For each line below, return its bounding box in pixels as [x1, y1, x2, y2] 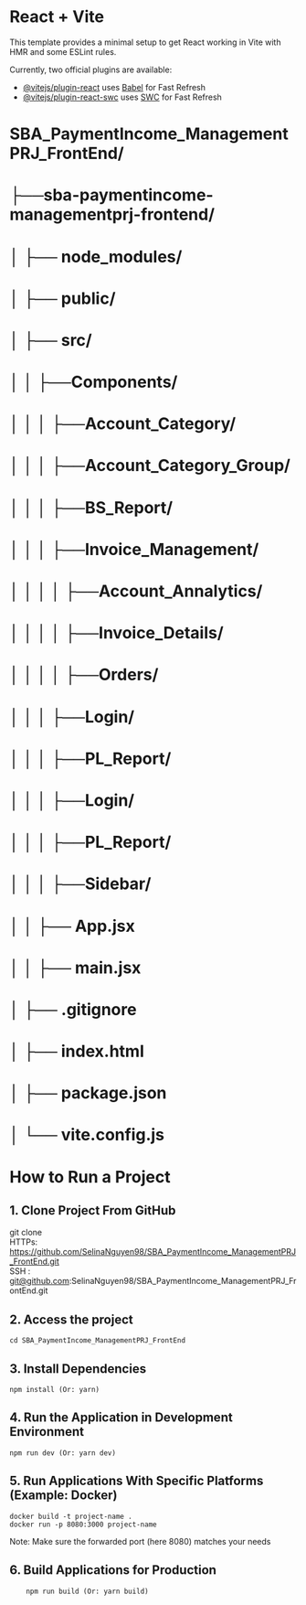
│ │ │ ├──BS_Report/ [9, 497, 174, 518]
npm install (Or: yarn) [9, 1386, 100, 1395]
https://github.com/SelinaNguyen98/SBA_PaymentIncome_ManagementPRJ [9, 1247, 297, 1257]
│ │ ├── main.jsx [9, 958, 142, 978]
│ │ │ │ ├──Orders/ [9, 665, 159, 685]
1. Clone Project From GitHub [9, 1203, 176, 1218]
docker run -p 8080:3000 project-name [9, 1520, 157, 1529]
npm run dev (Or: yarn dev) [9, 1448, 117, 1458]
